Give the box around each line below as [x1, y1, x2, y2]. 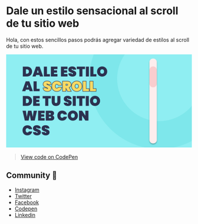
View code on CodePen [20, 153, 78, 160]
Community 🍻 [6, 170, 58, 181]
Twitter [14, 192, 32, 199]
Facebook [14, 199, 39, 206]
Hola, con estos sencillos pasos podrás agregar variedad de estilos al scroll [6, 36, 190, 43]
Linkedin [14, 211, 36, 218]
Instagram [14, 186, 39, 193]
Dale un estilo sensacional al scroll [6, 4, 179, 18]
